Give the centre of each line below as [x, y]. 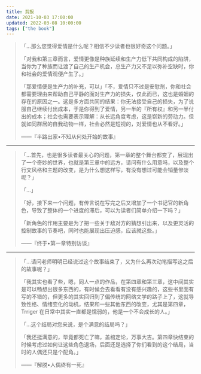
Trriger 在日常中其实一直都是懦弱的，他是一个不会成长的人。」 [97, 312]
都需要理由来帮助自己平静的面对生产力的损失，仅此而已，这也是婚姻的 [107, 94]
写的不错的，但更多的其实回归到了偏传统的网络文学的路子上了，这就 [105, 297]
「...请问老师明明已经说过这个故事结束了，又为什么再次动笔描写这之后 [107, 262]
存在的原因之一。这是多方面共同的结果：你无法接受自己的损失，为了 [105, 102]
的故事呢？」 [36, 269]
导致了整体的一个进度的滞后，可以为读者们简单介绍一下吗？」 [107, 211]
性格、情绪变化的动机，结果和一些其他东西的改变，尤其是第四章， [107, 304]
